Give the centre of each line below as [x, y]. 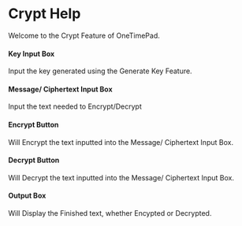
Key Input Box [32, 54]
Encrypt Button [34, 124]
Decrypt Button [34, 160]
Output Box [27, 196]
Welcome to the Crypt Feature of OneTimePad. [84, 35]
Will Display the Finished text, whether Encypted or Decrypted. [110, 213]
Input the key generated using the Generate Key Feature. [100, 71]
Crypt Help [45, 14]
